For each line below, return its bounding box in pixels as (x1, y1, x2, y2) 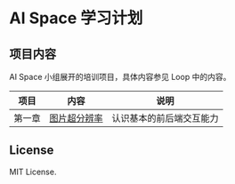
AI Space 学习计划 (9, 8, 143, 28)
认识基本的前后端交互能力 (111, 112, 220, 124)
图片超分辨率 (49, 112, 104, 124)
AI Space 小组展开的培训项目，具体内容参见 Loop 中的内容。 (9, 72, 231, 82)
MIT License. (9, 166, 57, 177)
